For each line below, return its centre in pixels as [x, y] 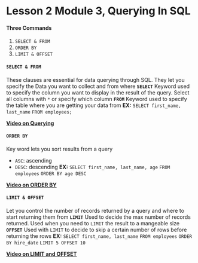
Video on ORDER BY [31, 185]
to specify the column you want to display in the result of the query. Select [98, 92]
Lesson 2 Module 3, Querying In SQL [98, 11]
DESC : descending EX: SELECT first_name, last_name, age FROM [92, 167]
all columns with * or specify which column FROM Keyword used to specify [97, 99]
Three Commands [29, 27]
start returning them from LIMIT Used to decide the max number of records [99, 217]
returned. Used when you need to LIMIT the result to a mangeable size [93, 223]
